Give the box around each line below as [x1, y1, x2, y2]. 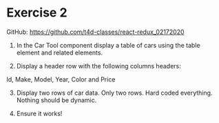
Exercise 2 [6, 5, 67, 21]
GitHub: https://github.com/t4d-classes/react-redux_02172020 [6, 28, 185, 36]
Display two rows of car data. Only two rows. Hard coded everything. [16, 88, 213, 97]
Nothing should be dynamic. [16, 95, 97, 104]
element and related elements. [16, 48, 103, 57]
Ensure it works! [16, 109, 63, 117]
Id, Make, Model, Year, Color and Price [6, 75, 116, 84]
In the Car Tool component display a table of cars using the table [16, 41, 200, 49]
